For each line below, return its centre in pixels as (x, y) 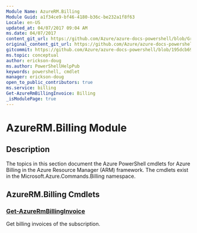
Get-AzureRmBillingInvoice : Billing (51, 93)
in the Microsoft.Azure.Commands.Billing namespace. (71, 176)
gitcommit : (19, 50)
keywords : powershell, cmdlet (43, 72)
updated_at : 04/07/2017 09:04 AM (47, 28)
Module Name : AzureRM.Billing (43, 11)
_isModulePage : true (31, 99)
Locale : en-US (23, 22)
